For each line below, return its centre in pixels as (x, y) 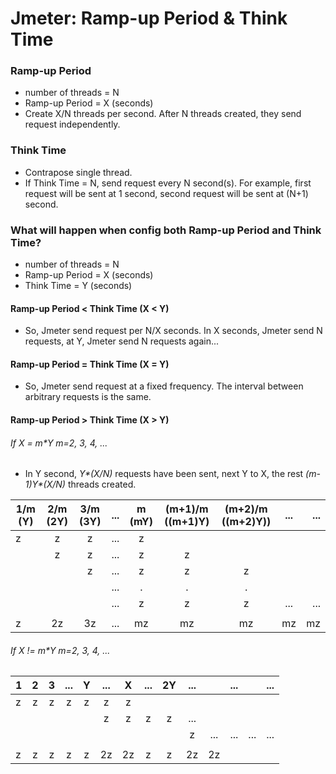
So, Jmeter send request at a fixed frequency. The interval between (164, 386)
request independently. (72, 124)
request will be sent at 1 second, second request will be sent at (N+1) (166, 193)
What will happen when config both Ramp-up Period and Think (166, 230)
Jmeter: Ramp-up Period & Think (149, 18)
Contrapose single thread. (78, 172)
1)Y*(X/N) (45, 484)
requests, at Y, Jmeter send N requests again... (122, 341)
